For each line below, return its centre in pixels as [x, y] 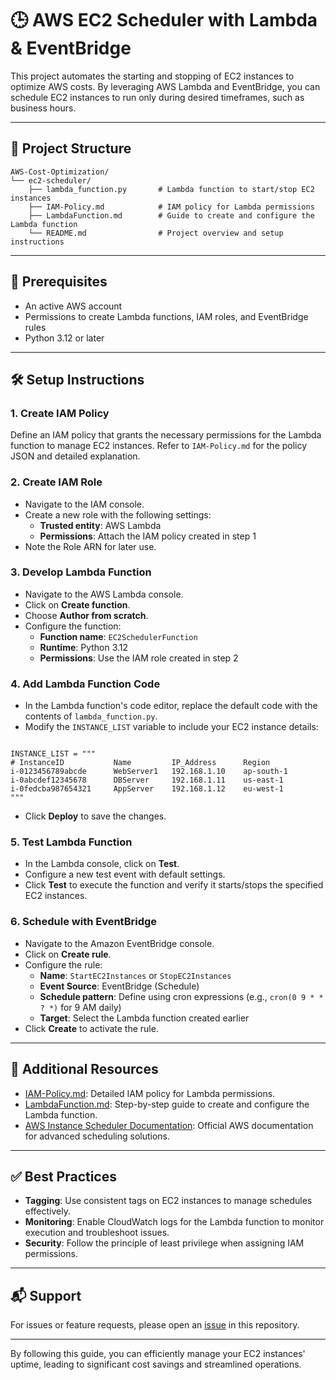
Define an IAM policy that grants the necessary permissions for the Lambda [166, 435]
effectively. [47, 1211]
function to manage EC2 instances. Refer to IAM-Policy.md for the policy [159, 446]
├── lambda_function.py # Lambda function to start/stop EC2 [171, 189]
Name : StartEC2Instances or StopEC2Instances [135, 975]
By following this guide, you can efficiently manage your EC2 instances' [158, 1354]
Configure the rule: [63, 964]
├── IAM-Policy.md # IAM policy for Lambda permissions [171, 207]
